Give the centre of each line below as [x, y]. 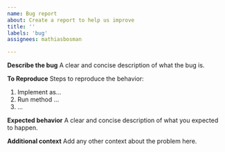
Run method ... [38, 100]
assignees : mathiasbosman [44, 40]
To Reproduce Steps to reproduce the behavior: [75, 79]
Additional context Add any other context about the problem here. [102, 141]
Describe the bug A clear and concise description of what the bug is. [106, 65]
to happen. [22, 128]
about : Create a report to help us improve [71, 20]
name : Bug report [32, 14]
